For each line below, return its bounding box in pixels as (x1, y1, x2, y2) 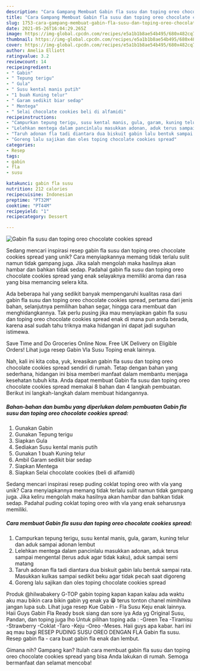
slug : (6, 20, 20, 26)
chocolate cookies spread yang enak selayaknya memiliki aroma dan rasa (6, 272, 187, 279)
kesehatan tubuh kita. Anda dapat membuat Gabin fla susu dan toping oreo (6, 377, 190, 384)
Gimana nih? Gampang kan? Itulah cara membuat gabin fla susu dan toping (6, 647, 190, 654)
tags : (6, 153, 20, 159)
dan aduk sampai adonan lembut (14, 541, 95, 548)
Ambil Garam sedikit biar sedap (14, 456, 92, 463)
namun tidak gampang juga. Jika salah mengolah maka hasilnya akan (6, 260, 176, 267)
